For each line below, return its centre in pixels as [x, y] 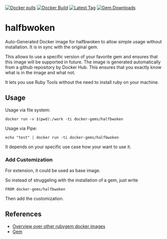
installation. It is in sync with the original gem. [52, 47]
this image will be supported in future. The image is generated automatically [83, 62]
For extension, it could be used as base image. [53, 171]
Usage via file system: [28, 110]
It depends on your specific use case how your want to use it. [68, 147]
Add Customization [29, 160]
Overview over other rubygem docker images [59, 226]
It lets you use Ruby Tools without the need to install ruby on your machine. [82, 82]
